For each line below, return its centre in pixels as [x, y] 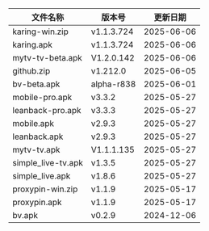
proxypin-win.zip [45, 189]
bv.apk [25, 215]
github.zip [31, 71]
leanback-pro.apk [47, 110]
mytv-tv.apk [36, 150]
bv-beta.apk [36, 84]
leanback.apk [38, 136]
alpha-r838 [113, 84]
